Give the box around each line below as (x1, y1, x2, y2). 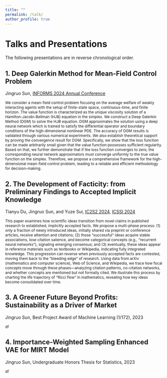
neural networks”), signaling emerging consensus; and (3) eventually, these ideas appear (5, 241, 161, 247)
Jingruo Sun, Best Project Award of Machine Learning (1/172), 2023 (5, 314, 144, 320)
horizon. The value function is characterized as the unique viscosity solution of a (5, 110, 146, 115)
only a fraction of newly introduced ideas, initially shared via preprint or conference (5, 227, 151, 233)
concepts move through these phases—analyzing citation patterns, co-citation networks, (5, 265, 161, 270)
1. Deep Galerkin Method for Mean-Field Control (5, 69, 157, 78)
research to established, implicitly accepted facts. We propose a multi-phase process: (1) (5, 223, 161, 228)
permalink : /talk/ (5, 12, 43, 17)
